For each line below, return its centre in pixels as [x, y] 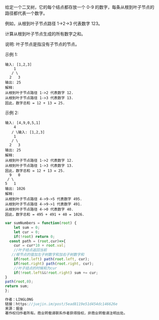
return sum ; [17, 286]
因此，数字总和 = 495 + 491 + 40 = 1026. [45, 215]
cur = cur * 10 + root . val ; [40, 246]
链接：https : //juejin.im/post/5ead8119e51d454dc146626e [61, 304]
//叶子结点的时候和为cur [35, 268]
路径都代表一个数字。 [26, 13]
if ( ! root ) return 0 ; [34, 236]
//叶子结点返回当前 [30, 250]
